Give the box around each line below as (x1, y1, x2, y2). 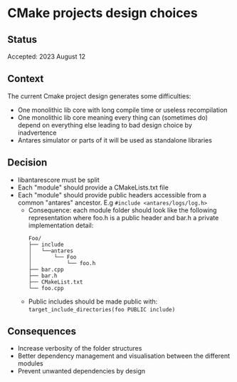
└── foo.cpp (28, 284, 64, 291)
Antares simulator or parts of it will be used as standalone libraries (17, 135, 212, 144)
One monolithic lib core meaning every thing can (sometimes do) (17, 113, 209, 122)
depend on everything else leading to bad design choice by (17, 120, 192, 129)
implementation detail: (28, 221, 94, 229)
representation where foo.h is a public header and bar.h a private (28, 213, 219, 222)
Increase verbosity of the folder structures (17, 344, 142, 353)
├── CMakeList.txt (28, 278, 83, 286)
